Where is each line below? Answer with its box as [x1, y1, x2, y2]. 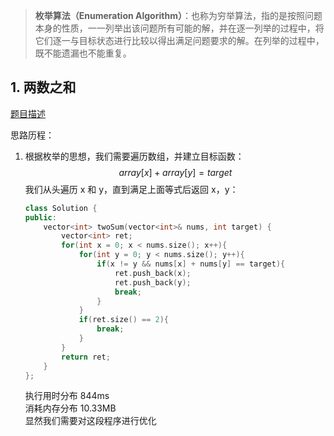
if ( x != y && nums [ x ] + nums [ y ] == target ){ [96, 259, 286, 269]
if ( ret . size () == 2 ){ [78, 315, 169, 325]
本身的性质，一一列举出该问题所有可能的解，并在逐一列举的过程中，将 [34, 22, 325, 34]
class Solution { [24, 203, 98, 213]
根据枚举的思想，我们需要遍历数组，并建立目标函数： [24, 150, 245, 162]
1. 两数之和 [10, 79, 77, 96]
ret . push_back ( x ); [114, 268, 192, 278]
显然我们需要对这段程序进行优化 [24, 415, 157, 427]
